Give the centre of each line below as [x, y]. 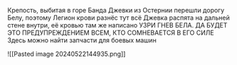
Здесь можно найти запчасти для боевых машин [82, 40]
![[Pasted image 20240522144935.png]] [67, 54]
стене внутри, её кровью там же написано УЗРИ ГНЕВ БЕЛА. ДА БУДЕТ [117, 25]
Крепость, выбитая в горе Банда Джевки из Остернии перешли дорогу [116, 10]
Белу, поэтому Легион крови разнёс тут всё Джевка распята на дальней [118, 18]
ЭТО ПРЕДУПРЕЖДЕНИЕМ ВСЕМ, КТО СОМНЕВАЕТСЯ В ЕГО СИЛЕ [111, 32]
